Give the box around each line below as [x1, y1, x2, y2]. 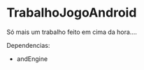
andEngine [16, 54, 48, 63]
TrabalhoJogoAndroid [6, 5, 137, 21]
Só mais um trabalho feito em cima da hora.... [6, 28, 138, 36]
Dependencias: [6, 41, 50, 49]
